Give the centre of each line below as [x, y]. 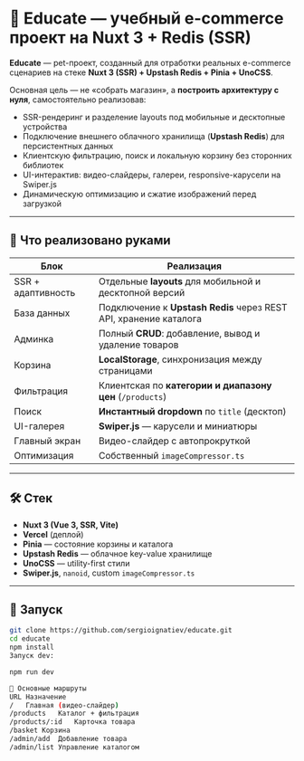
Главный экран [47, 441]
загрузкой [42, 204]
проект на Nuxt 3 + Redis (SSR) [130, 38]
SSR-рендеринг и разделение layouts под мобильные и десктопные [154, 117]
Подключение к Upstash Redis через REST [193, 307]
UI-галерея [39, 426]
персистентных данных [68, 146]
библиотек [43, 165]
